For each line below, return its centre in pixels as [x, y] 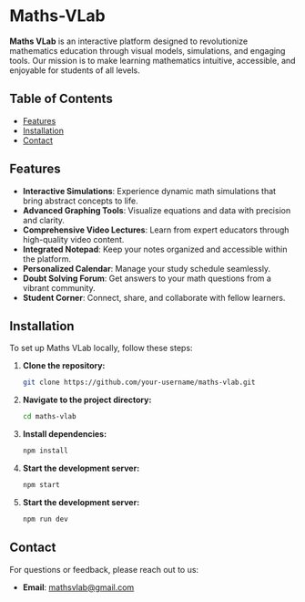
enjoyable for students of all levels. [75, 70]
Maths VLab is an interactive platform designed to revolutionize [129, 41]
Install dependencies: [65, 434]
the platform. [46, 259]
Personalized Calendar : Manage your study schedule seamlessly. [147, 268]
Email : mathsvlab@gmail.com [78, 587]
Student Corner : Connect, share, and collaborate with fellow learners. [154, 297]
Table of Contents [61, 99]
